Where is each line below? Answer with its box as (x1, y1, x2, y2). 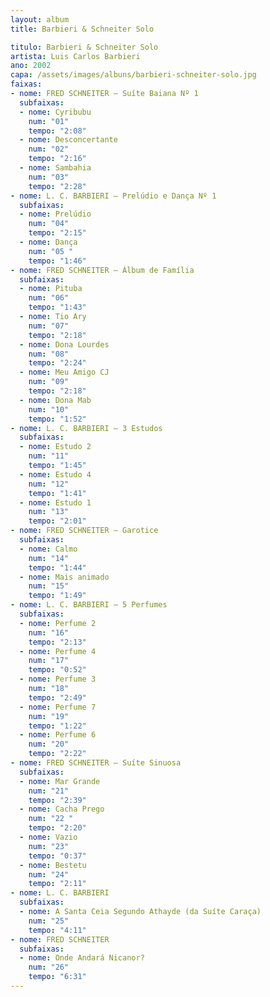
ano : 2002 (10, 61, 52, 71)
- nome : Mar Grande (19, 776, 101, 786)
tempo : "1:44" (28, 562, 87, 573)
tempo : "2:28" (28, 181, 87, 191)
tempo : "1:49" (28, 591, 87, 601)
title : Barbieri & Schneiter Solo (10, 24, 155, 34)
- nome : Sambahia (19, 163, 92, 173)
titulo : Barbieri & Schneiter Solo (10, 42, 159, 52)
